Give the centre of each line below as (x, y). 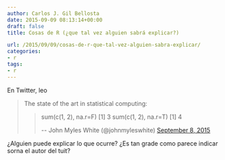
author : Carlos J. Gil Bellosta (53, 13)
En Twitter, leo (27, 90)
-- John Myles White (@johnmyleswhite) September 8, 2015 (126, 130)
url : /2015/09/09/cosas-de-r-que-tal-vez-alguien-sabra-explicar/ (104, 45)
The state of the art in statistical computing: (85, 103)
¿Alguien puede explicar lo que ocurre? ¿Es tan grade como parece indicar (113, 143)
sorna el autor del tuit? (39, 150)
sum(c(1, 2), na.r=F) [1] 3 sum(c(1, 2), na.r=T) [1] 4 (111, 117)
